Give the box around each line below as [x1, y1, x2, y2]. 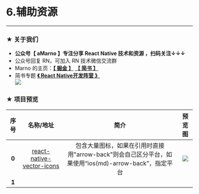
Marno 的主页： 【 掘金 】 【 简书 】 [14, 64, 99, 72]
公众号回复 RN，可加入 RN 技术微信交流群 [14, 57, 117, 64]
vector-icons [23, 161, 60, 170]
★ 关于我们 [6, 35, 38, 43]
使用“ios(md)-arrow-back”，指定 [73, 159, 167, 167]
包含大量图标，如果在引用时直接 [75, 141, 165, 150]
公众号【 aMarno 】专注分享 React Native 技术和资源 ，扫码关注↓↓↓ [14, 50, 185, 57]
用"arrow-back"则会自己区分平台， [68, 150, 166, 159]
